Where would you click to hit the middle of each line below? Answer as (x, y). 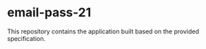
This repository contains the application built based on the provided (103, 31)
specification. (27, 38)
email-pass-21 (49, 13)
